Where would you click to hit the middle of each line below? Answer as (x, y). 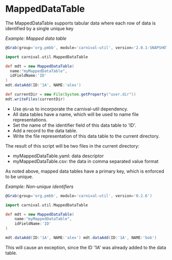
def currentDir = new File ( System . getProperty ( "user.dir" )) (71, 94)
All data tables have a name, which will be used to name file (76, 114)
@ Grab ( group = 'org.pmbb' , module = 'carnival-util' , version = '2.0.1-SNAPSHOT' (88, 48)
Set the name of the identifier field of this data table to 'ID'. (74, 125)
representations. (30, 120)
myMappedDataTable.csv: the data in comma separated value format (85, 161)
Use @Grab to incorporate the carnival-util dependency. (70, 109)
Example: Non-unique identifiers (39, 186)
